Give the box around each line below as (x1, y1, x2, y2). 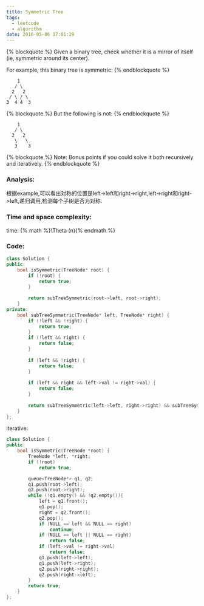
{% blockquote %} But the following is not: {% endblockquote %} (6, 110, 170, 117)
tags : (6, 15, 20, 21)
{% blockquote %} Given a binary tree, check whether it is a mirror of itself (6, 48, 193, 55)
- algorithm (12, 26, 42, 32)
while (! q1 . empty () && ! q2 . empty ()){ (28, 492, 123, 499)
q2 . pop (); (38, 515, 64, 521)
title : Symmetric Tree (6, 9, 64, 15)
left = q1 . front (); (38, 499, 88, 505)
